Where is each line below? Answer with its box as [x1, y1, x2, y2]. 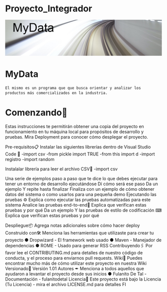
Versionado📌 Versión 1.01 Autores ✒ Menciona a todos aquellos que [5, 265, 144, 271]
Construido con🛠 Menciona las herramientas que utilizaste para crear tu [5, 229, 154, 236]
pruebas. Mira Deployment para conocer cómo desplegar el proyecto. [5, 134, 148, 140]
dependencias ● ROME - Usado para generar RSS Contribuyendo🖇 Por [5, 242, 153, 248]
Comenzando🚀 [5, 107, 68, 118]
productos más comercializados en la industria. [5, 90, 108, 96]
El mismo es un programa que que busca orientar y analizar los [5, 85, 141, 91]
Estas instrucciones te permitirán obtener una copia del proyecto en [5, 123, 144, 129]
